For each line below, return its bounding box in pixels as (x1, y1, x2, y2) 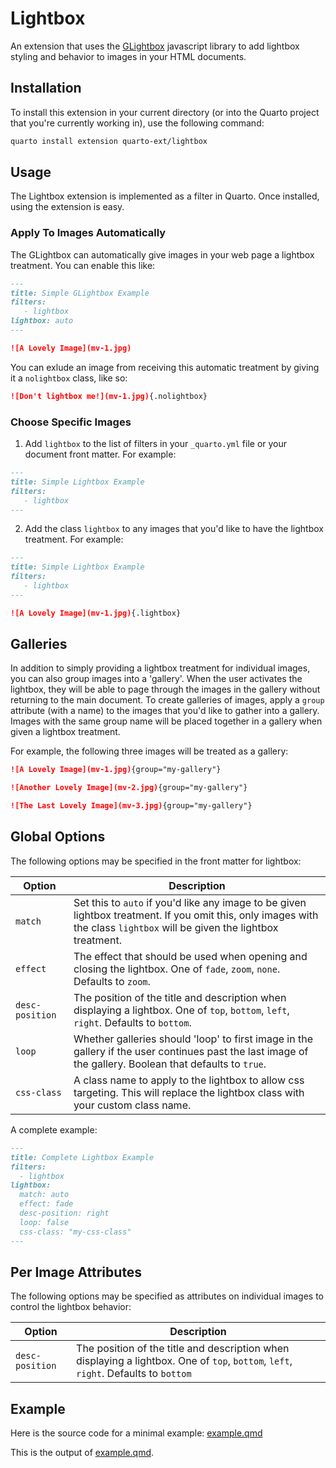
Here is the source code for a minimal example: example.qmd (10, 1427, 263, 1439)
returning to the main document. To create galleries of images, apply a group (10, 694, 325, 706)
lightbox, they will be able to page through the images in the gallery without (10, 683, 321, 696)
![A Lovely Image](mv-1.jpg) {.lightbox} (10, 608, 182, 618)
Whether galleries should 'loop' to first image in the (73, 1032, 313, 1046)
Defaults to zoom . (73, 974, 151, 988)
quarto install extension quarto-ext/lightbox (10, 136, 208, 146)
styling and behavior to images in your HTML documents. (10, 50, 247, 62)
